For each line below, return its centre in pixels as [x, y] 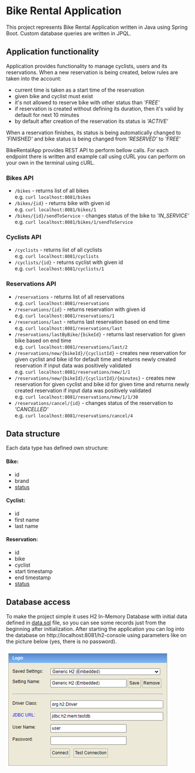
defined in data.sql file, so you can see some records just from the [86, 623]
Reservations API [31, 284]
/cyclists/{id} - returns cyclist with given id [69, 262]
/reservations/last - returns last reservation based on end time [92, 322]
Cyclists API [24, 237]
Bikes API [20, 178]
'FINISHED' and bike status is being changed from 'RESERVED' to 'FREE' [93, 139]
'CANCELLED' [31, 409]
